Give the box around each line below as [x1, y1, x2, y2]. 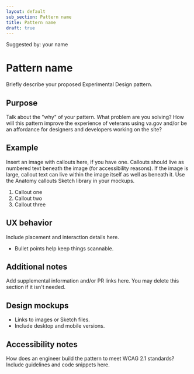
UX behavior [6, 218, 53, 228]
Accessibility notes [6, 339, 78, 349]
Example [6, 143, 39, 153]
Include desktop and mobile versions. [14, 322, 105, 329]
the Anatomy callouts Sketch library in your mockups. [6, 177, 135, 184]
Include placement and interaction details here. [6, 233, 120, 240]
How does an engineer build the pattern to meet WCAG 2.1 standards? [6, 355, 175, 362]
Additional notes [6, 262, 68, 272]
